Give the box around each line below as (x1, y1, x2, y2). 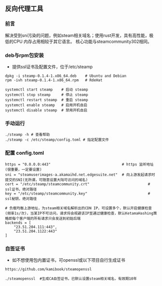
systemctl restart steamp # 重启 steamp (5, 97, 88, 102)
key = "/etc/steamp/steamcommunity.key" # (5, 191, 150, 196)
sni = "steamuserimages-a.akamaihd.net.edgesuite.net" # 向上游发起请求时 (5, 172, 156, 177)
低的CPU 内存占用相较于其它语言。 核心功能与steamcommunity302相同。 (5, 38, 152, 44)
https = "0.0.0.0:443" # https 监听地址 (5, 162, 154, 167)
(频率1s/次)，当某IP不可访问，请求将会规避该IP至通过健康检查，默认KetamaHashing (5, 211, 154, 215)
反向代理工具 (5, 4, 44, 13)
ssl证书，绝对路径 (5, 187, 37, 192)
